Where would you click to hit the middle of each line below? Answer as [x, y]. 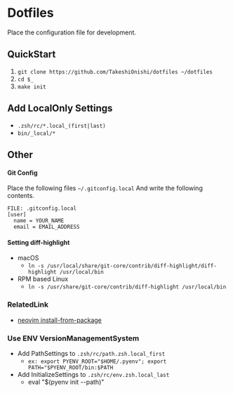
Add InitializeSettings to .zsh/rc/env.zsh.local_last [93, 374]
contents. [21, 196]
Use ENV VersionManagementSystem [73, 338]
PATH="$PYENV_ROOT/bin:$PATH [71, 367]
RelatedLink [28, 305]
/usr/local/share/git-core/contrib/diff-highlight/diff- [132, 266]
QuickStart [32, 54]
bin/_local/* [36, 133]
